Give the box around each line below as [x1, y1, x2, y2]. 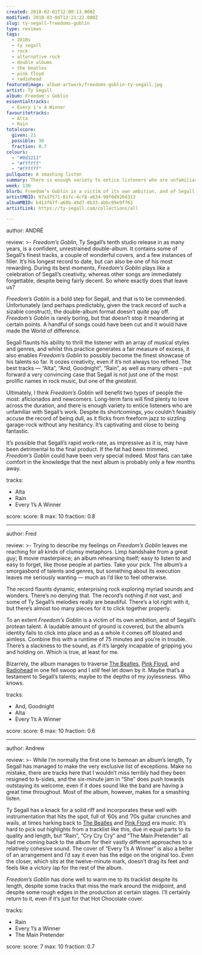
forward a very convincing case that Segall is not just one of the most [6, 371, 179, 378]
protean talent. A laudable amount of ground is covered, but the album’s [6, 623, 185, 630]
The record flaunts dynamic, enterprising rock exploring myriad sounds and [6, 586, 194, 593]
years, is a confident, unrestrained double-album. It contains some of [6, 245, 178, 252]
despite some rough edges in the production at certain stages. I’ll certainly [6, 889, 191, 896]
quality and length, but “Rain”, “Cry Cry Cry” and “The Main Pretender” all [6, 832, 188, 839]
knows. [6, 679, 24, 687]
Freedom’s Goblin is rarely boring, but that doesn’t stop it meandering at [6, 314, 185, 322]
